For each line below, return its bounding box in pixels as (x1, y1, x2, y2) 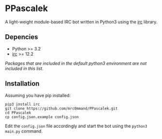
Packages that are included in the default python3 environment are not (5, 60, 147, 66)
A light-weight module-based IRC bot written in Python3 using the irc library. (5, 19, 158, 25)
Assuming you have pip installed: (5, 93, 71, 98)
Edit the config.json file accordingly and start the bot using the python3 (5, 123, 147, 129)
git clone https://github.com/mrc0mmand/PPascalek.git (5, 106, 118, 111)
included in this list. (5, 65, 44, 71)
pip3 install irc (5, 102, 40, 107)
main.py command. (5, 128, 43, 134)
